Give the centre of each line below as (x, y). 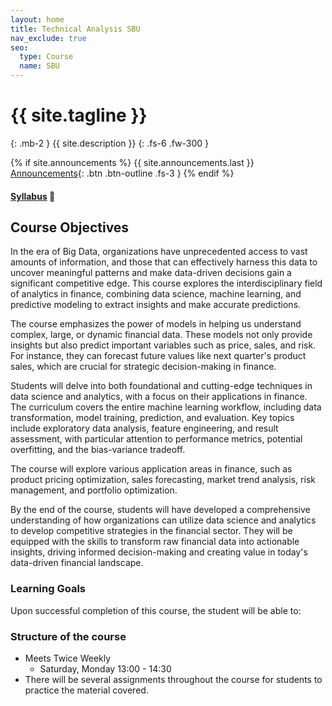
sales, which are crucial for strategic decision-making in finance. (143, 367)
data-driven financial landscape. (77, 563)
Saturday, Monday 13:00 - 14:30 (105, 668)
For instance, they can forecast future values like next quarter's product (158, 356)
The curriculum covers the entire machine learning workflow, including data (166, 407)
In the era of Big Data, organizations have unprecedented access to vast (159, 252)
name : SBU (39, 66)
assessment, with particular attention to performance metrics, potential (156, 439)
